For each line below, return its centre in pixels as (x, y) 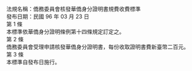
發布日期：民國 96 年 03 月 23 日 (48, 16)
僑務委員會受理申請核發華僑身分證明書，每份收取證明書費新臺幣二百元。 (98, 47)
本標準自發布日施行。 (33, 62)
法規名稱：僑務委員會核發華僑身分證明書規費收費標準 (74, 9)
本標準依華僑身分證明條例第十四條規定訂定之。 (65, 32)
